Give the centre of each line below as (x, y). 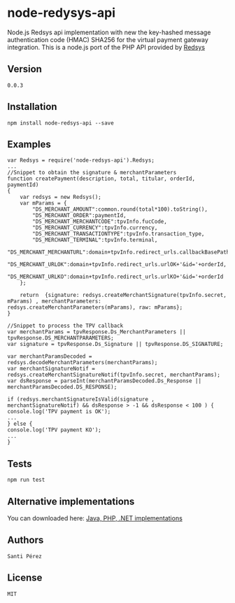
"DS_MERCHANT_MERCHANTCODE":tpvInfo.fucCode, (100, 222)
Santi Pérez (24, 556)
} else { (20, 424)
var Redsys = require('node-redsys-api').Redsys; (81, 160)
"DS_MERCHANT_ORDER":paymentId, (80, 216)
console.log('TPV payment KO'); (54, 430)
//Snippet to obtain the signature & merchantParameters (92, 173)
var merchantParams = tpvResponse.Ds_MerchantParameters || (97, 332)
